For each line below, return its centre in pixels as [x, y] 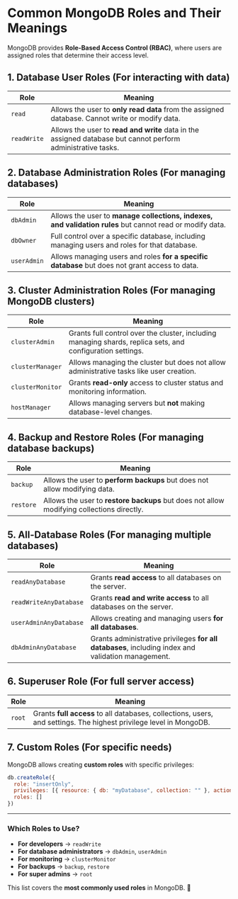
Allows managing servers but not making [137, 403]
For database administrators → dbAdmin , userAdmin [92, 852]
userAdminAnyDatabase [47, 622]
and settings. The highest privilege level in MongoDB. [121, 722]
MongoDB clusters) [51, 301]
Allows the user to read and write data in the [125, 130]
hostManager [31, 408]
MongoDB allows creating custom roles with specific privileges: [101, 764]
